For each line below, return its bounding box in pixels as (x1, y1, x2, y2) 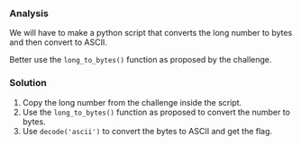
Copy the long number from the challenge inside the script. (22, 97, 242, 107)
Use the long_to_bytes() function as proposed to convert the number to (22, 107, 291, 117)
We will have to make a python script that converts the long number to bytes (9, 28, 293, 38)
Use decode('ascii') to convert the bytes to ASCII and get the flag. (22, 125, 273, 136)
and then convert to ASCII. (9, 37, 108, 47)
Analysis (9, 7, 50, 20)
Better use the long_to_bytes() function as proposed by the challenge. (9, 55, 272, 65)
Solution (9, 77, 48, 90)
